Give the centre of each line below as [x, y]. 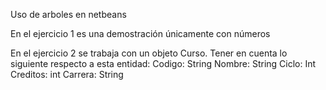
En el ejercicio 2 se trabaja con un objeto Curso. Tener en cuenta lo [149, 53]
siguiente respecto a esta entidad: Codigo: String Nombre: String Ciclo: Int [163, 63]
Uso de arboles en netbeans [68, 14]
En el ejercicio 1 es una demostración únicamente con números [140, 33]
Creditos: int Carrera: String [67, 74]
